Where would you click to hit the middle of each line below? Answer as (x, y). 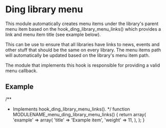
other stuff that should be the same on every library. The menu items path (83, 50)
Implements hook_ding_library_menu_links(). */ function (71, 109)
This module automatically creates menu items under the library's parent (82, 24)
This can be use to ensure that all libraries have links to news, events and (82, 44)
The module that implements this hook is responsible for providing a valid (83, 65)
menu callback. (21, 71)
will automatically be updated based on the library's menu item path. (78, 55)
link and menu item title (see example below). (53, 34)
